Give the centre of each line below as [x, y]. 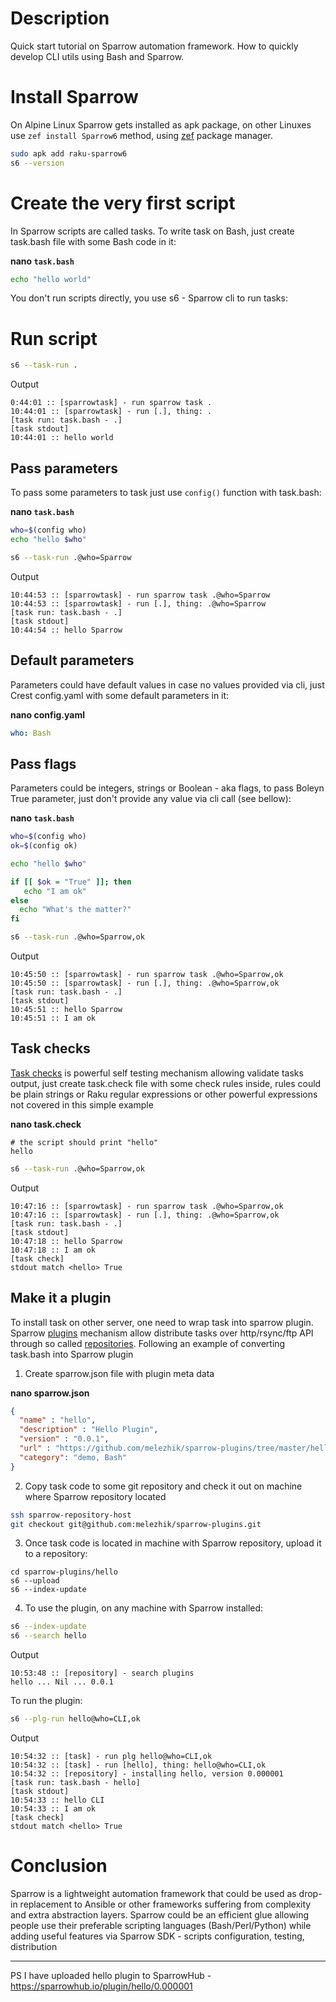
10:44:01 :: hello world [62, 438]
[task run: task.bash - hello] [75, 1783]
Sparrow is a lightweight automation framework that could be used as [153, 1893]
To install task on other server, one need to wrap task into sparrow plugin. [162, 1322]
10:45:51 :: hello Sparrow [66, 1010]
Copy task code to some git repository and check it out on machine [163, 1486]
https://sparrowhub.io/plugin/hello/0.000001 [101, 1986]
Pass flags [43, 763]
